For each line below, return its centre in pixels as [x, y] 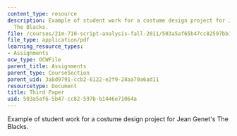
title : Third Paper [36, 92]
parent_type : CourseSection [49, 73]
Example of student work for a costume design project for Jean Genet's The [118, 119]
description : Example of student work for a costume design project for [116, 20]
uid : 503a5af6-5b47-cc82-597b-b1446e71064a [72, 99]
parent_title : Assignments [47, 66]
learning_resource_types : [45, 47]
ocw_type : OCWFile [34, 60]
